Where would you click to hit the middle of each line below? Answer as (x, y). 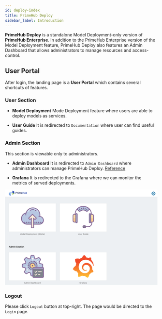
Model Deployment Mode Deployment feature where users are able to (82, 111)
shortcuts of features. (27, 88)
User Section (21, 101)
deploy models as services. (39, 116)
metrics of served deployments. (44, 183)
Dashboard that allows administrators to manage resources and (68, 50)
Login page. (17, 312)
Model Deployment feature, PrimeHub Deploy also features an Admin (74, 45)
